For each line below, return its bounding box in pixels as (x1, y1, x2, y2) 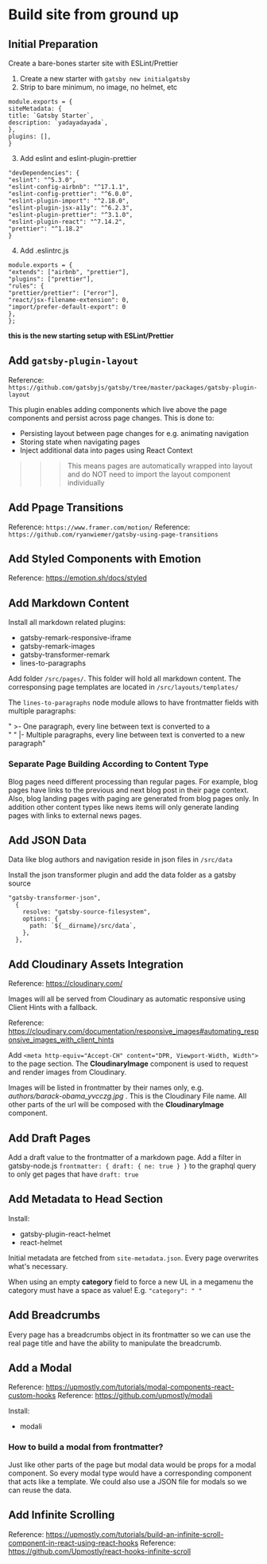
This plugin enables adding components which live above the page (8, 404, 227, 414)
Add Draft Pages (8, 1131, 91, 1145)
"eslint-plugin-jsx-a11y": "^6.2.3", (8, 204, 133, 212)
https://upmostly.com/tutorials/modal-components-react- (45, 1382, 234, 1392)
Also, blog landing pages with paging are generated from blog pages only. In (8, 793, 259, 803)
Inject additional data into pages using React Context (19, 445, 193, 455)
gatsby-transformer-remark (19, 650, 110, 659)
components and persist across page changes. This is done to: (8, 413, 215, 422)
